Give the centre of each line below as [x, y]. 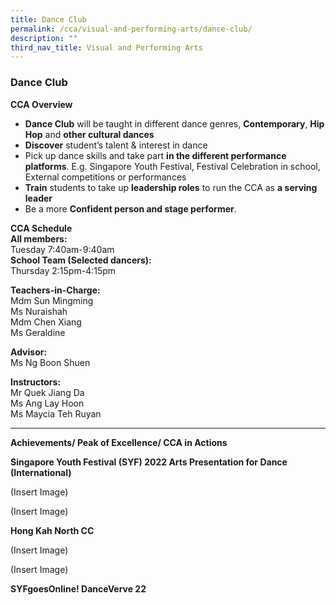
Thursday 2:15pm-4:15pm [63, 270]
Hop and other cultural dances [89, 134]
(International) [41, 472]
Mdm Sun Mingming [52, 300]
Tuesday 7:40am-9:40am [62, 249]
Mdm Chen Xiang [46, 322]
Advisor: [29, 352]
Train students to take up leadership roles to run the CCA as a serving [171, 187]
